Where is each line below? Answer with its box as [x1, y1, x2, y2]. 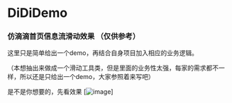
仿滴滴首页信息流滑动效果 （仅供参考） [7, 32, 140, 42]
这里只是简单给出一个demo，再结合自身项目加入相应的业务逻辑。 [7, 49, 199, 57]
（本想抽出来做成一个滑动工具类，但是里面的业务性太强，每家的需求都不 [7, 63, 219, 72]
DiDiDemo [7, 5, 68, 21]
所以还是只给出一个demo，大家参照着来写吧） [19, 73, 155, 81]
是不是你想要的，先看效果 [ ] [7, 87, 114, 96]
